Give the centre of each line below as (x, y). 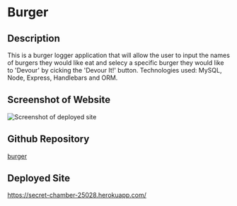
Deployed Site (39, 178)
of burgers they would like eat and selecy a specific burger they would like (116, 63)
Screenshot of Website (59, 100)
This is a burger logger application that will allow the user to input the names (118, 55)
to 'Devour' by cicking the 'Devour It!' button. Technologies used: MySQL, (115, 70)
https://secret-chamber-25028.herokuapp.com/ (77, 195)
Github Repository (48, 139)
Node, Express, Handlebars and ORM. (63, 78)
